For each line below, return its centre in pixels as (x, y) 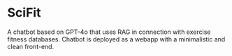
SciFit (24, 13)
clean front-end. (31, 46)
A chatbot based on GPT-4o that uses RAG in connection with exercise (109, 32)
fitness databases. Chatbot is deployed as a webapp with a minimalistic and (116, 39)
